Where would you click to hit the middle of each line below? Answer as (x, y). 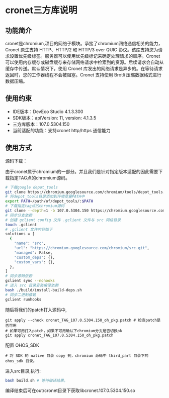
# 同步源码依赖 (19, 276)
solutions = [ (20, 234)
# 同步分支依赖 (19, 215)
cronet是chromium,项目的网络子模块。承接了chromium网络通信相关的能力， (84, 43)
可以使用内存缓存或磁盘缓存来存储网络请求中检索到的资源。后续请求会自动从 (84, 62)
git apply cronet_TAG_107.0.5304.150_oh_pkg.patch (59, 335)
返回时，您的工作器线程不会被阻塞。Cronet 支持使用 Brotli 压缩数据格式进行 (83, 75)
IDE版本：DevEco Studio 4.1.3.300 (48, 112)
